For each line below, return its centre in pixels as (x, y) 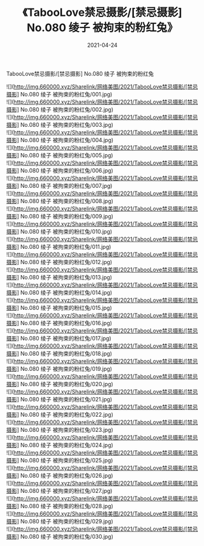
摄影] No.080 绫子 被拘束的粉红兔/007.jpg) (59, 185)
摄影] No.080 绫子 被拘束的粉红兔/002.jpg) (60, 109)
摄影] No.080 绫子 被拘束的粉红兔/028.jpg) (60, 506)
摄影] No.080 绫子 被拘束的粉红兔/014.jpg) (59, 292)
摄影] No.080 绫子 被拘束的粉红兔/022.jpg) (60, 414)
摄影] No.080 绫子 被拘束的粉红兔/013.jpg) (59, 277)
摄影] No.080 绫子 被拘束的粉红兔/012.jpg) (59, 262)
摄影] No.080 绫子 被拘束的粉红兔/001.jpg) (59, 94)
